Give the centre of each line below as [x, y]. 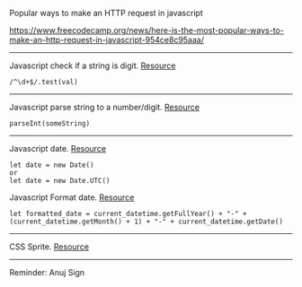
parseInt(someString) [50, 124]
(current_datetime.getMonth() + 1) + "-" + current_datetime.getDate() [146, 222]
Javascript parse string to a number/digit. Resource [105, 107]
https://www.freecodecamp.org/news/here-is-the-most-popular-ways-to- [147, 30]
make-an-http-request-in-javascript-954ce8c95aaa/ [107, 40]
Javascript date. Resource [58, 148]
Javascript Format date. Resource [72, 197]
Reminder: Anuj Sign [47, 272]
